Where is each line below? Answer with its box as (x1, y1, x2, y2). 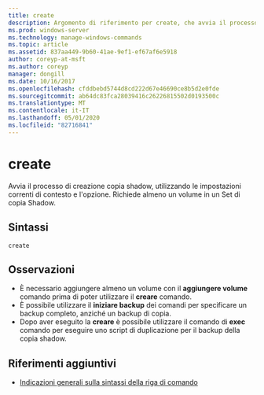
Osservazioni (8, 263, 75, 276)
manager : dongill (8, 70, 65, 78)
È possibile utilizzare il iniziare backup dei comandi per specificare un (19, 301, 247, 310)
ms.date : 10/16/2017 (8, 77, 76, 85)
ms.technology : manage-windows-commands (8, 33, 143, 42)
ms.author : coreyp (8, 63, 68, 71)
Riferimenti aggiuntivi (8, 356, 116, 370)
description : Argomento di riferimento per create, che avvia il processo (8, 19, 258, 27)
